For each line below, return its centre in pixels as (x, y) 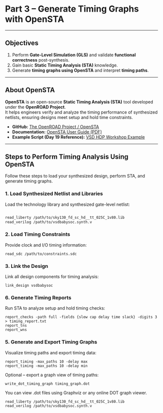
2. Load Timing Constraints (38, 234)
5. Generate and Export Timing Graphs (51, 342)
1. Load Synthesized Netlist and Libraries (54, 194)
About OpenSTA (30, 90)
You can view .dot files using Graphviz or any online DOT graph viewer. (76, 393)
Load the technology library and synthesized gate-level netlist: (67, 204)
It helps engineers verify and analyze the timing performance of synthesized (81, 112)
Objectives (22, 43)
